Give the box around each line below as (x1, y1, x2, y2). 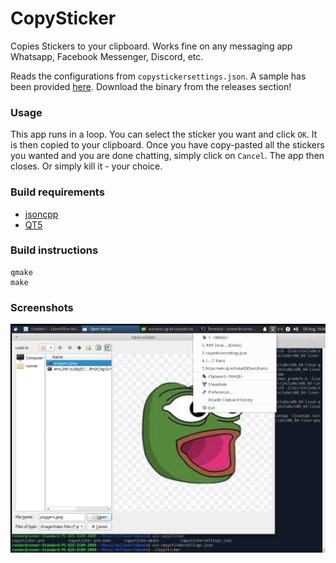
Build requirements (10, 185, 105, 199)
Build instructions (10, 243, 99, 257)
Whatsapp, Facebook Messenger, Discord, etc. (10, 50, 204, 62)
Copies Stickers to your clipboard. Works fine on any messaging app (10, 40, 293, 52)
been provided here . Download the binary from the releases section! (10, 80, 292, 92)
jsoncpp (24, 208, 59, 220)
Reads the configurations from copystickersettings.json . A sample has (10, 70, 307, 82)
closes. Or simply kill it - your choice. (10, 160, 163, 172)
